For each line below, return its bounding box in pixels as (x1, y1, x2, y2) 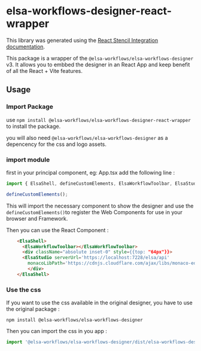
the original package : (6, 306, 60, 313)
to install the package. (6, 123, 61, 130)
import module (6, 155, 50, 164)
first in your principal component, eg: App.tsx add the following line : (6, 169, 175, 176)
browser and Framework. (6, 215, 68, 222)
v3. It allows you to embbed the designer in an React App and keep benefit (6, 61, 190, 68)
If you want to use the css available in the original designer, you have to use (6, 299, 193, 306)
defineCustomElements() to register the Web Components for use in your (6, 208, 182, 216)
